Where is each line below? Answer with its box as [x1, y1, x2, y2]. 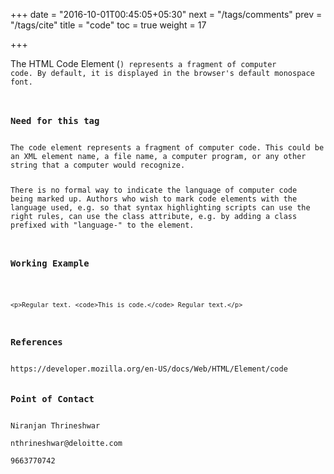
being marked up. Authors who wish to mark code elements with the [10, 194, 298, 204]
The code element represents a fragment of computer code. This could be [10, 143, 325, 153]
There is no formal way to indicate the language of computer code [10, 185, 298, 196]
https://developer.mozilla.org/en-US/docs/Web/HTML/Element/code [10, 364, 288, 374]
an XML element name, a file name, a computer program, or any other [10, 152, 307, 162]
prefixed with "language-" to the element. [10, 220, 195, 231]
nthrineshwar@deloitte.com [10, 439, 123, 449]
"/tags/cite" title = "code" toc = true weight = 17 [10, 19, 207, 31]
